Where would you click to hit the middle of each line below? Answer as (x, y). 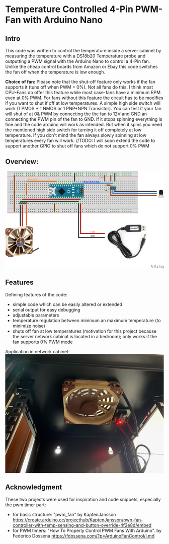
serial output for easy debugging (46, 309)
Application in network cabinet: (37, 351)
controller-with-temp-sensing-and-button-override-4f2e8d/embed (82, 525)
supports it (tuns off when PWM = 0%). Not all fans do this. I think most (79, 87)
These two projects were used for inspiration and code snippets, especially (83, 499)
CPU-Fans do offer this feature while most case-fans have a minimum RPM (83, 92)
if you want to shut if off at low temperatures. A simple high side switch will (83, 103)
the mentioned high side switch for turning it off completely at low (73, 130)
